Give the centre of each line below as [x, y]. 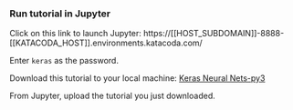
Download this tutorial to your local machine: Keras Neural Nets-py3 [137, 78]
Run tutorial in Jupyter [60, 14]
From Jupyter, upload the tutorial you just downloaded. [113, 96]
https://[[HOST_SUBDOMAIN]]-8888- [214, 34]
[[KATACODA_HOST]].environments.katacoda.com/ [106, 43]
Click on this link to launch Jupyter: [75, 34]
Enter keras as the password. [64, 61]
